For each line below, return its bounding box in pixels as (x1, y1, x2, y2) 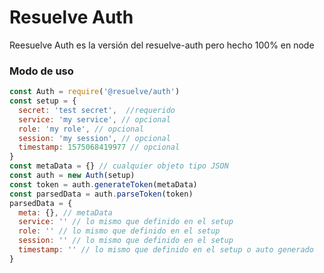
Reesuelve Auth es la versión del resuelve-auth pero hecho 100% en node (9, 39, 315, 51)
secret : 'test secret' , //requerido (18, 105, 176, 115)
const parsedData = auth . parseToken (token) (9, 189, 194, 199)
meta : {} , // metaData (18, 207, 113, 218)
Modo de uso (9, 64, 74, 78)
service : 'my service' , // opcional (18, 114, 171, 125)
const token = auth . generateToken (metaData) (9, 179, 198, 190)
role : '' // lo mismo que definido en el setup (18, 226, 221, 236)
